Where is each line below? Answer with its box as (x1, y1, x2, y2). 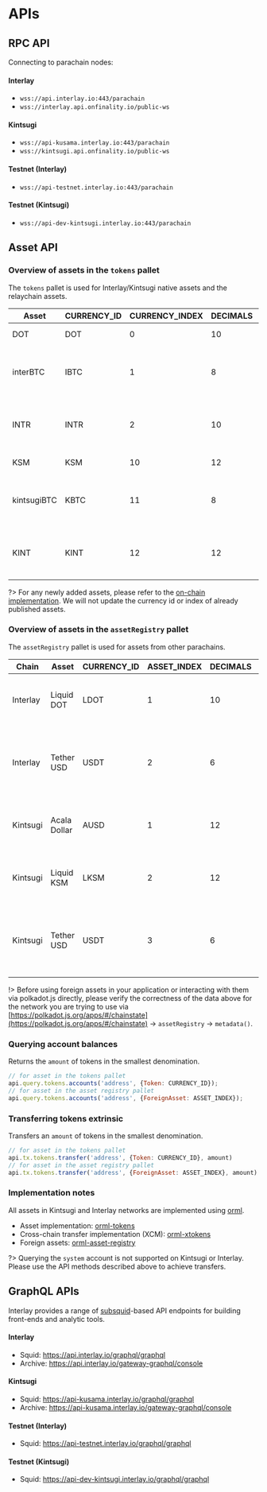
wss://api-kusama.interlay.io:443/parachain (19, 139, 170, 147)
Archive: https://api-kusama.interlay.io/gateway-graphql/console (19, 1402, 232, 1412)
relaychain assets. (8, 291, 68, 300)
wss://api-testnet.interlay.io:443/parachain (19, 184, 173, 192)
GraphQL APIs (8, 1285, 79, 1298)
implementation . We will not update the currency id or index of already (8, 595, 238, 605)
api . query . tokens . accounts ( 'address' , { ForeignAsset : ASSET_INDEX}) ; (8, 1094, 244, 1102)
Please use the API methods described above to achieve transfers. (8, 1261, 226, 1271)
